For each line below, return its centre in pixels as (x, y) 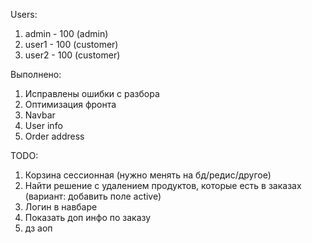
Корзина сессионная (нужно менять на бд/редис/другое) (148, 175)
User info (43, 125)
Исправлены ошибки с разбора (92, 93)
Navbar (40, 115)
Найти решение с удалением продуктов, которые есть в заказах (163, 185)
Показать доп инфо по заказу (88, 217)
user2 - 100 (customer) (72, 55)
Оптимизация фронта (70, 104)
